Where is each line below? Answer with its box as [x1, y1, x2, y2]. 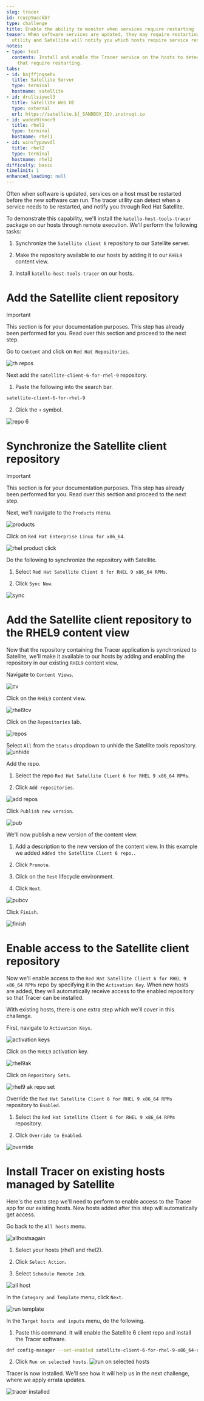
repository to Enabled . [6, 1101, 61, 1108]
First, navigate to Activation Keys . [6, 1024, 92, 1031]
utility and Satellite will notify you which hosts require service [12, 37, 189, 43]
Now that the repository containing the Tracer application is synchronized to [6, 646, 197, 653]
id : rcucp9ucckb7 [6, 15, 50, 21]
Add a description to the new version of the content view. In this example [15, 843, 198, 850]
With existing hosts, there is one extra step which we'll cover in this [6, 1005, 175, 1013]
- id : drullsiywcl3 [6, 94, 56, 100]
